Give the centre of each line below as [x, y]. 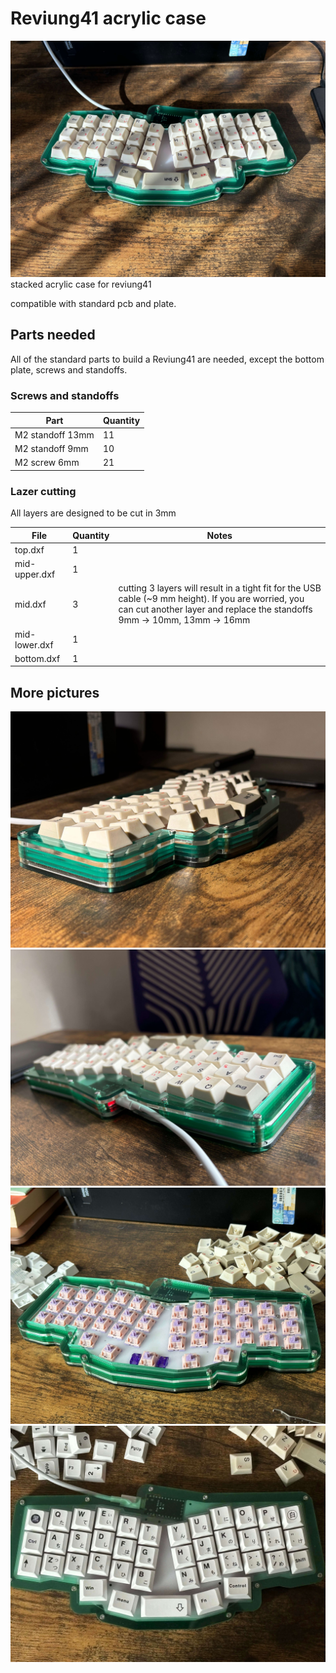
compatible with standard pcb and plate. [93, 303]
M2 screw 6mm [47, 463]
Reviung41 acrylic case [108, 18]
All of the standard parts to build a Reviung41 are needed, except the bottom [167, 359]
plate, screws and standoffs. [69, 369]
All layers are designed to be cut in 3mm [93, 513]
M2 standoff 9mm [51, 449]
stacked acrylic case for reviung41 [81, 284]
